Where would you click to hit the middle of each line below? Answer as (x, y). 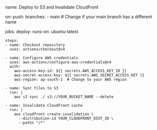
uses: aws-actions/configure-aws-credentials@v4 (60, 62)
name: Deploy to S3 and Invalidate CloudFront (52, 7)
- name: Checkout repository (35, 45)
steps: (12, 41)
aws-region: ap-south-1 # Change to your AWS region (70, 80)
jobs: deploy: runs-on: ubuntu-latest (42, 31)
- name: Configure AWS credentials (42, 58)
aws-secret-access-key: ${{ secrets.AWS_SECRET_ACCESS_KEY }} (79, 75)
